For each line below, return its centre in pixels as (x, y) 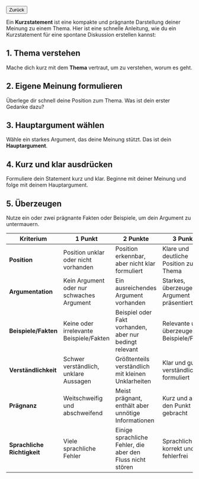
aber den (128, 452)
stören (124, 467)
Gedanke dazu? (25, 107)
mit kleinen (131, 374)
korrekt (172, 449)
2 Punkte (136, 239)
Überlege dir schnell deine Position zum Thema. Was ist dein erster (88, 100)
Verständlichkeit (33, 370)
